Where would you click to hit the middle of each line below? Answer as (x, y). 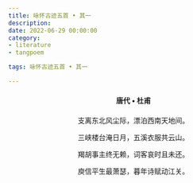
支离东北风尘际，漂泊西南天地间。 (133, 121)
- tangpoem (26, 53)
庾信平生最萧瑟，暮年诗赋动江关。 (133, 171)
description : (30, 23)
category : (25, 38)
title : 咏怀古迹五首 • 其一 (50, 16)
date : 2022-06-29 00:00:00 (53, 30)
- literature (30, 45)
